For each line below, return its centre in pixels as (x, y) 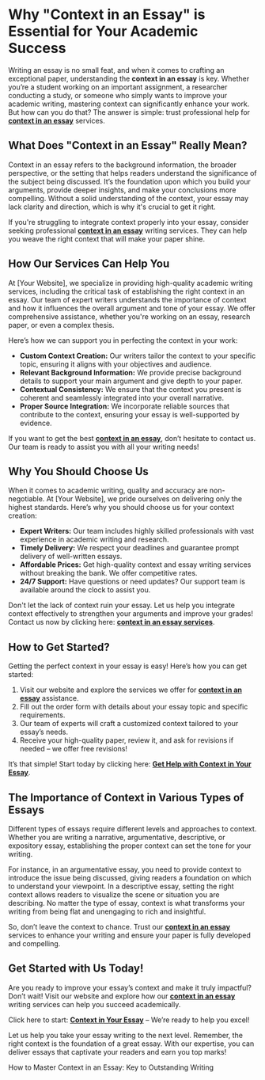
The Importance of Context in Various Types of (126, 797)
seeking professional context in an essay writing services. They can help (128, 230)
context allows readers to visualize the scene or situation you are (114, 895)
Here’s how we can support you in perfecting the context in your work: (123, 340)
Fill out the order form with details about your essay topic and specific (134, 707)
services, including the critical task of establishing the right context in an (127, 291)
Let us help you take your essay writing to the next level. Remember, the (126, 1035)
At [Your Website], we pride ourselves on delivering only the (144, 499)
